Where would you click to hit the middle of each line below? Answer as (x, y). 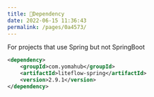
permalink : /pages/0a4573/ (47, 27)
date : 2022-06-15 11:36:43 (47, 21)
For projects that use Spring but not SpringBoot (76, 47)
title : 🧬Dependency (36, 14)
